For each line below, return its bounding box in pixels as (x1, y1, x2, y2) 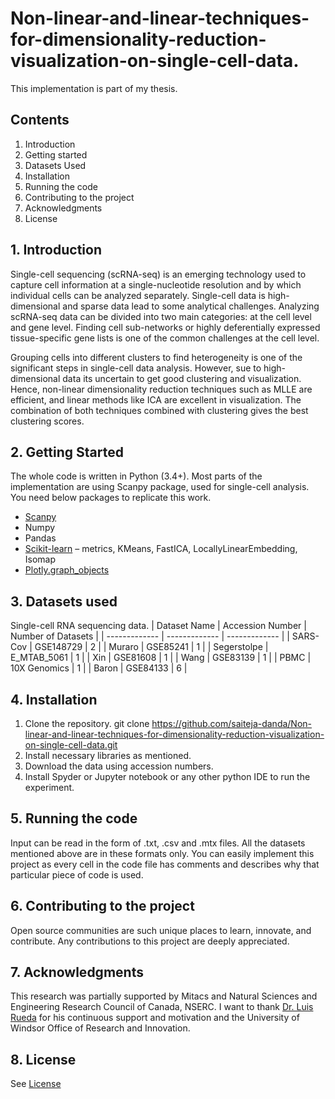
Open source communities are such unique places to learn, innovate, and (10, 924, 312, 936)
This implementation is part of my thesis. (10, 82, 178, 94)
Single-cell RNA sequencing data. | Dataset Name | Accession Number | (10, 620, 307, 632)
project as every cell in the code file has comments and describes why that (10, 858, 320, 870)
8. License (10, 1051, 77, 1068)
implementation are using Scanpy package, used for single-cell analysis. (10, 481, 310, 493)
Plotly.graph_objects (24, 564, 110, 576)
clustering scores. (10, 415, 85, 427)
